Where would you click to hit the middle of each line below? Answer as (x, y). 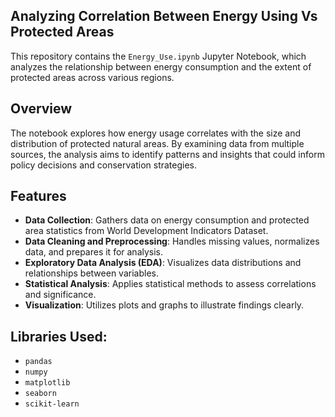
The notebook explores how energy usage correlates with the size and (156, 133)
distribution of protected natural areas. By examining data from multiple (157, 143)
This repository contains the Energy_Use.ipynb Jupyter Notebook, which (158, 56)
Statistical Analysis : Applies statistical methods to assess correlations (170, 284)
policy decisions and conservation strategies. (104, 165)
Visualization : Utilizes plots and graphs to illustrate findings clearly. (164, 305)
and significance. (60, 295)
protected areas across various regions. (92, 77)
